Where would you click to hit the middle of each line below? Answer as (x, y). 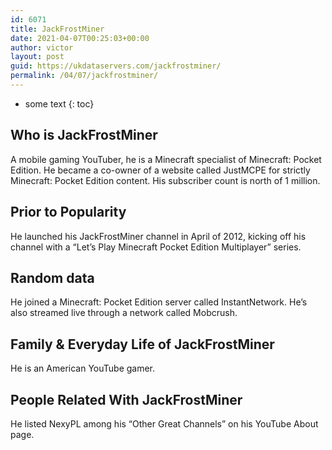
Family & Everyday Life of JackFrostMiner (142, 344)
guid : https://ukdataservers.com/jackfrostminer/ (116, 66)
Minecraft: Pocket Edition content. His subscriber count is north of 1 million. (165, 180)
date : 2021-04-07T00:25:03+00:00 (80, 38)
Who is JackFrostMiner (84, 135)
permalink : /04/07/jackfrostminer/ (84, 76)
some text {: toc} (59, 103)
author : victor (42, 47)
